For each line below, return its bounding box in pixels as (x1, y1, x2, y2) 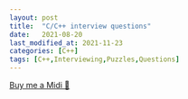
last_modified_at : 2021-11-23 (9, 38, 124, 48)
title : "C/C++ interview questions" (9, 22, 152, 31)
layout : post (9, 13, 59, 22)
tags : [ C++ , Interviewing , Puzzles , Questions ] (9, 55, 180, 64)
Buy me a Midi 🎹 (9, 80, 70, 90)
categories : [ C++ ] (9, 47, 79, 56)
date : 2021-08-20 (9, 30, 83, 39)
